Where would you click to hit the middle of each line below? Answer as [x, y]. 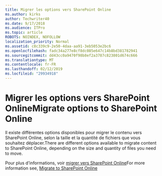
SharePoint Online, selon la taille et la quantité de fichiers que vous [73, 138]
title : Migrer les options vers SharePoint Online [58, 10]
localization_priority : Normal [37, 42]
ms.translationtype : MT [30, 60]
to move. [14, 153]
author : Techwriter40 [27, 19]
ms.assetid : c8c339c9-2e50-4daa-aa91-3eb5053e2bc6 [58, 46]
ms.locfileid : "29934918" [32, 74]
